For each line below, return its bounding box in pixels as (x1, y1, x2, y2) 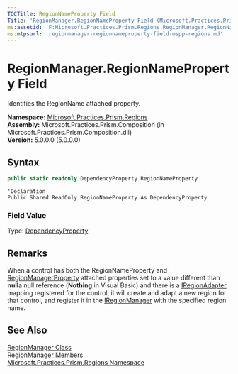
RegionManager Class (7, 343, 72, 351)
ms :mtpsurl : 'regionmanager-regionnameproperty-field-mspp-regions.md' (7, 30, 223, 38)
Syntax (7, 156, 40, 168)
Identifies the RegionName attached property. (7, 99, 141, 108)
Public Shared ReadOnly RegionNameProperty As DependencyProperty (7, 194, 208, 201)
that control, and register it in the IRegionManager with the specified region (7, 296, 227, 304)
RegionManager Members (7, 351, 84, 359)
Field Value (7, 210, 47, 220)
